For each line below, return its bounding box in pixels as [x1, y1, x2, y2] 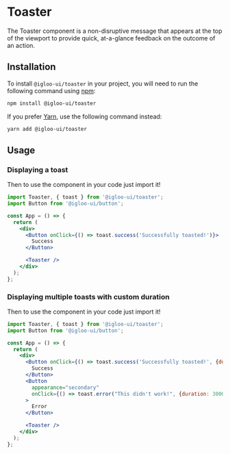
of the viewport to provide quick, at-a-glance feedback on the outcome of [7, 34, 216, 42]
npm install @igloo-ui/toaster [7, 100, 97, 107]
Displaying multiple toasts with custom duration [7, 292, 170, 301]
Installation [7, 61, 56, 73]
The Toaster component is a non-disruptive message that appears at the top [7, 27, 222, 35]
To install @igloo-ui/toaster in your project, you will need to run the [7, 79, 199, 88]
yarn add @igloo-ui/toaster [7, 125, 88, 132]
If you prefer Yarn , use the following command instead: [7, 112, 162, 121]
